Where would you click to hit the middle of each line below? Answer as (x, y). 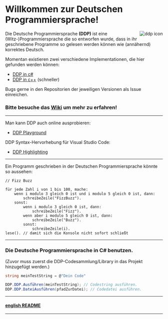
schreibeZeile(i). (51, 229)
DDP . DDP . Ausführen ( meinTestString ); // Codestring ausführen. (71, 285)
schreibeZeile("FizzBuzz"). (52, 198)
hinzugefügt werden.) (27, 267)
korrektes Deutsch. (25, 49)
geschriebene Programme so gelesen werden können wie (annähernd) (78, 44)
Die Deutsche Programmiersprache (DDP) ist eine (56, 33)
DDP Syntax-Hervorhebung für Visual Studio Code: (58, 142)
